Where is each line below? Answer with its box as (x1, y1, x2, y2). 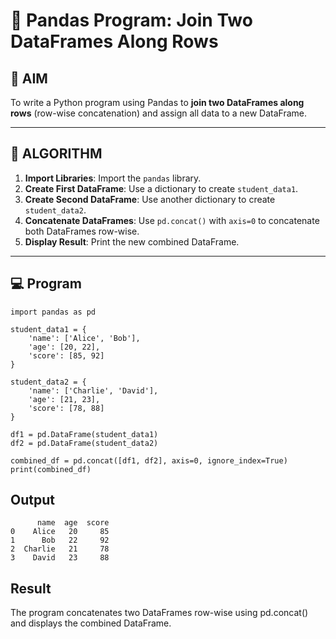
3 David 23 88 (10, 553, 110, 563)
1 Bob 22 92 (10, 535, 110, 546)
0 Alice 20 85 (10, 527, 110, 537)
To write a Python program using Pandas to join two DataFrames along (10, 97, 305, 108)
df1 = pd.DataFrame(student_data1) (10, 429, 159, 439)
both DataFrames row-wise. (24, 225, 140, 237)
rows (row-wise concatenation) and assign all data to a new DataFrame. (10, 107, 308, 119)
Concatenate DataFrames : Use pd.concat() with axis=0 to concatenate (24, 214, 320, 226)
